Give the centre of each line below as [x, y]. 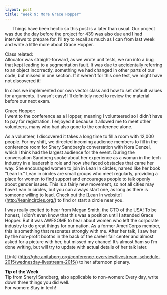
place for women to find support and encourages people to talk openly [78, 179]
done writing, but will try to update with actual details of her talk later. [76, 247]
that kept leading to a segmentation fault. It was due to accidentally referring [84, 65]
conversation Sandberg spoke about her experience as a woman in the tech [83, 157]
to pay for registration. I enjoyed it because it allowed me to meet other [78, 121]
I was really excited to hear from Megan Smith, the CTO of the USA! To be [81, 210]
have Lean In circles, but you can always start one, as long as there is [77, 189]
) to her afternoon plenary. [103, 262]
